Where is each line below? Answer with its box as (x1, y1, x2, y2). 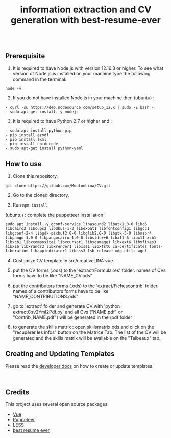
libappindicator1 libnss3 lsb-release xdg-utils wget (30, 248, 147, 253)
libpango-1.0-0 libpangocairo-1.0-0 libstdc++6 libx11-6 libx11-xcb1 (5, 235, 157, 240)
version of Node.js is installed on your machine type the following (12, 70, 151, 76)
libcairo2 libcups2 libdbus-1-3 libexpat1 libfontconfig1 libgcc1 (5, 226, 150, 231)
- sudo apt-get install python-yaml (5, 146, 83, 151)
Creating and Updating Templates (5, 349, 115, 358)
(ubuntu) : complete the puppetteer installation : (5, 212, 106, 218)
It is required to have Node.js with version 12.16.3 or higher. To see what (12, 65, 164, 71)
